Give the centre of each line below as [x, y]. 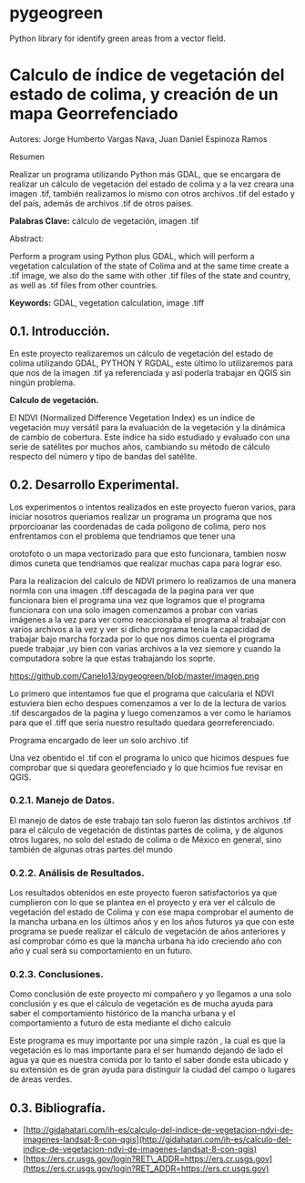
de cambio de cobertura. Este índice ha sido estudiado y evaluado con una [150, 437]
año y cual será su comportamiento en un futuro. [101, 951]
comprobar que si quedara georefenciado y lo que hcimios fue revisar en [147, 767]
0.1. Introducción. [60, 332]
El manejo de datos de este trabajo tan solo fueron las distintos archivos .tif [150, 820]
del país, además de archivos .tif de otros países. [102, 203]
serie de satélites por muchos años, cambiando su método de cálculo [140, 446]
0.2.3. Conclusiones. [57, 975]
